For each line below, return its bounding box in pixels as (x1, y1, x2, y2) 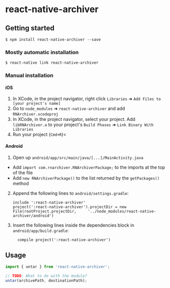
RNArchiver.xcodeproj (12, 112, 58, 117)
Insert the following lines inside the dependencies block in (12, 222, 134, 228)
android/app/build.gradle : (12, 227, 69, 233)
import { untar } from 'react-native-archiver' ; (5, 264, 110, 269)
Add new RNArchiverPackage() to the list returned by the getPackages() (12, 175, 160, 181)
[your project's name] (12, 101, 61, 106)
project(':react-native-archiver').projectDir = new (12, 204, 127, 210)
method (12, 180, 29, 186)
